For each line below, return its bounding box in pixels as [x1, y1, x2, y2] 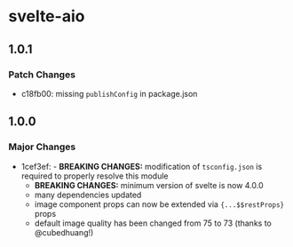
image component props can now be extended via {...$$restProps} [34, 198, 285, 210]
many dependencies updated [34, 189, 142, 200]
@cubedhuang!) [34, 227, 94, 237]
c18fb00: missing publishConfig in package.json [20, 88, 198, 99]
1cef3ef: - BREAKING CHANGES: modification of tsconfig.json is [20, 161, 263, 171]
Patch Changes [8, 68, 76, 81]
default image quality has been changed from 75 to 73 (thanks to [34, 218, 272, 228]
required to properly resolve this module [20, 171, 169, 181]
